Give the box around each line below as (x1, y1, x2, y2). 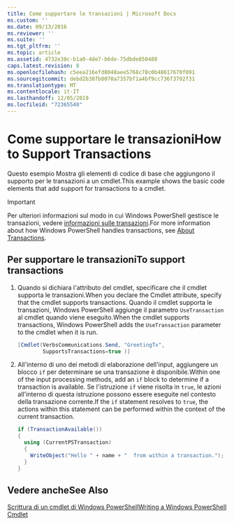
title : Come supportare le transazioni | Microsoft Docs (7, 10, 177, 17)
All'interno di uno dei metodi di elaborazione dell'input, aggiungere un (17, 361, 219, 369)
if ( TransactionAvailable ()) (17, 426, 103, 433)
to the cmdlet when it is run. (17, 328, 98, 336)
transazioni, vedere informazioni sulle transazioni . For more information (7, 218, 211, 227)
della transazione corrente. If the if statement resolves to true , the (17, 398, 209, 406)
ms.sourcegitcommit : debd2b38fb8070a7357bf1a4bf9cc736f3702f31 (7, 75, 196, 82)
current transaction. (17, 412, 75, 421)
